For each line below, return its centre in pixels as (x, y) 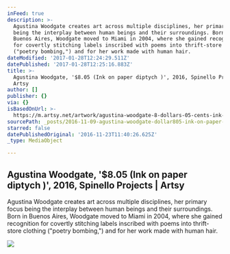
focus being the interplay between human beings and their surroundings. (110, 209)
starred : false (29, 128)
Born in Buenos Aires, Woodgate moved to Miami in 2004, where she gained (115, 216)
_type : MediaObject (35, 141)
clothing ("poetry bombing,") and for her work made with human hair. (120, 231)
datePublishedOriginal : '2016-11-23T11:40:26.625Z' (82, 134)
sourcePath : (24, 122)
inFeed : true (26, 13)
